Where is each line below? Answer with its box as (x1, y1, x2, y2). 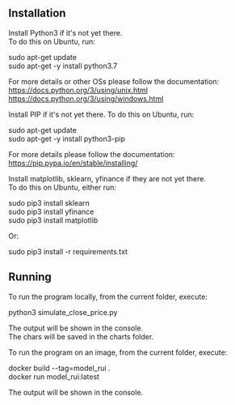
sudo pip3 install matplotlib (8, 215, 99, 225)
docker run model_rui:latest (8, 372, 99, 382)
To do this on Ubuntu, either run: (8, 182, 117, 192)
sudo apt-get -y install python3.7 (8, 61, 118, 70)
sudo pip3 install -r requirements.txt (8, 246, 128, 256)
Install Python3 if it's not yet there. (8, 28, 123, 37)
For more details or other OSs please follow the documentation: (8, 76, 220, 86)
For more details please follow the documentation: (8, 149, 175, 159)
